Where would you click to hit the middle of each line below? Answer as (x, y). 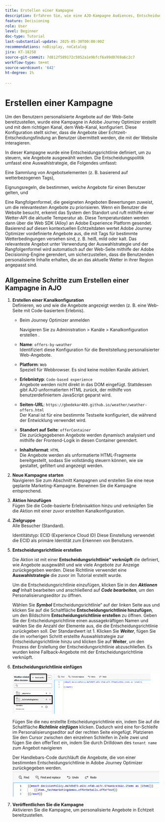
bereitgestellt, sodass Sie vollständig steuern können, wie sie (81, 460)
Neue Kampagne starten (38, 475)
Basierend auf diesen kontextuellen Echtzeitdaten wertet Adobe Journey (79, 228)
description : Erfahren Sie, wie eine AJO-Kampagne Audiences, (70, 16)
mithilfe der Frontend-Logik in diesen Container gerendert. (79, 440)
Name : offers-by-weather (46, 344)
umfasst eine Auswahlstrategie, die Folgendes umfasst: (61, 163)
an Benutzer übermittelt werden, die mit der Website (104, 138)
